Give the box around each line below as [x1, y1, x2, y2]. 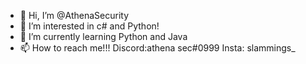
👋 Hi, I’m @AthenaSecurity [19, 10, 130, 21]
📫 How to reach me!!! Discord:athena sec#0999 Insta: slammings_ [19, 42, 296, 54]
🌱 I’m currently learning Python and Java [19, 31, 188, 42]
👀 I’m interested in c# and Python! [19, 20, 160, 32]
